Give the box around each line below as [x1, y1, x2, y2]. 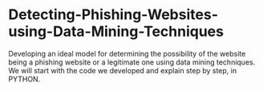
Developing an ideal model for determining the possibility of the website [8, 49, 246, 58]
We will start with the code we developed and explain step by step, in [8, 65, 237, 75]
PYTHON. [8, 74, 41, 84]
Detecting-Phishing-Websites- [8, 6, 219, 24]
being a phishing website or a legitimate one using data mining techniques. [8, 57, 256, 67]
